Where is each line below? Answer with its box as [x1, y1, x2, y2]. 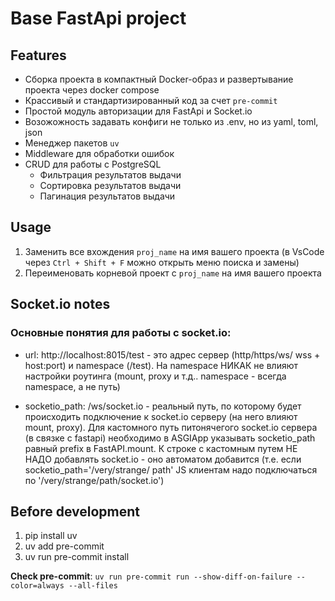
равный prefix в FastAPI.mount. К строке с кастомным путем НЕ [24, 442, 298, 454]
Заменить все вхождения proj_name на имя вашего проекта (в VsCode [24, 245, 325, 257]
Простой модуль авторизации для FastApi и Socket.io [24, 105, 253, 117]
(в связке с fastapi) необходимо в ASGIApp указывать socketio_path [24, 432, 316, 444]
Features [10, 47, 67, 64]
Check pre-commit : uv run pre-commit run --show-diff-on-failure [10, 570, 293, 582]
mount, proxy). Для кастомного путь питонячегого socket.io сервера [24, 421, 318, 433]
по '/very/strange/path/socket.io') [24, 474, 165, 486]
